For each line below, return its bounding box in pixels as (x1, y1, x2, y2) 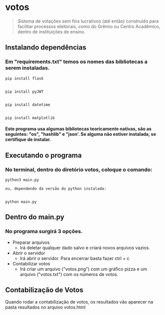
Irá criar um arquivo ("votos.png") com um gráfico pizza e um (20, 266, 147, 272)
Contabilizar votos (12, 260, 50, 266)
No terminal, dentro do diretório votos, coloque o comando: (5, 166, 152, 173)
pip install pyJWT (5, 89, 44, 94)
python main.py (5, 199, 37, 204)
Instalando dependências (5, 43, 87, 52)
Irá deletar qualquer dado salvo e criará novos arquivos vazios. (20, 244, 150, 250)
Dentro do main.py (5, 213, 65, 221)
